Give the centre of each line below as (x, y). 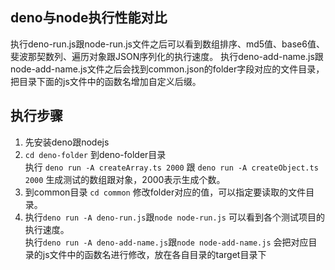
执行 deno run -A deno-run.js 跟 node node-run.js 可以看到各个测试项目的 (174, 217)
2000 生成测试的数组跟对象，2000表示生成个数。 (125, 179)
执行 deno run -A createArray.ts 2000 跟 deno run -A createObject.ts (171, 167)
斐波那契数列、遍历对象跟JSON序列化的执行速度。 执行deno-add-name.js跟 (167, 56)
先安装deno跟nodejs (67, 142)
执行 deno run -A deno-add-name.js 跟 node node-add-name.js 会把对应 (166, 242)
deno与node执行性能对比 (89, 18)
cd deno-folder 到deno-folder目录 (95, 154)
